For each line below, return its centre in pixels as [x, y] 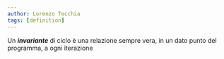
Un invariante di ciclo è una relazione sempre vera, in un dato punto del [112, 40]
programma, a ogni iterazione [50, 48]
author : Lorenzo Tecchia [44, 14]
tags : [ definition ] [36, 20]
